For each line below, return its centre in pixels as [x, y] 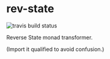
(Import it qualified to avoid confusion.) [55, 49]
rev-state [30, 9]
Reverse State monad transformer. [50, 37]
